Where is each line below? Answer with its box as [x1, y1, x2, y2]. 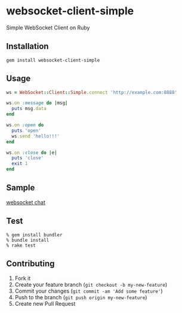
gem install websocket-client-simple [6, 57, 100, 63]
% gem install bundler [6, 232, 63, 238]
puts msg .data [11, 106, 47, 112]
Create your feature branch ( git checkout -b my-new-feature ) [14, 281, 168, 288]
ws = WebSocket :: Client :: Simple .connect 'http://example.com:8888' [6, 89, 178, 95]
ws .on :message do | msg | [6, 100, 68, 106]
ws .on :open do [6, 122, 44, 128]
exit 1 [11, 160, 28, 167]
